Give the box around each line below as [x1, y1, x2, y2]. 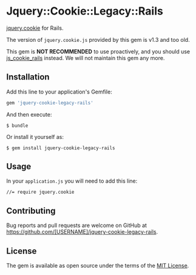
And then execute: [6, 110, 52, 118]
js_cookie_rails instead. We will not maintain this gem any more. [6, 54, 165, 61]
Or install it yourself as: [6, 133, 64, 140]
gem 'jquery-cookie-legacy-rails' [6, 100, 94, 106]
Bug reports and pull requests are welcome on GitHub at [6, 222, 147, 229]
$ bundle [6, 123, 29, 129]
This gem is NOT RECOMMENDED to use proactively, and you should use [6, 47, 191, 55]
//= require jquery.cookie [6, 189, 75, 195]
